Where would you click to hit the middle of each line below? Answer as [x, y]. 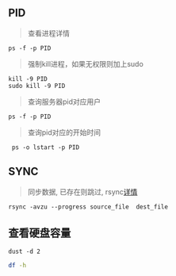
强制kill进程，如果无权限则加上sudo [86, 63]
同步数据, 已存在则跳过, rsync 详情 [82, 192]
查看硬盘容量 [40, 233]
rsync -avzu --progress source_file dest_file [88, 207]
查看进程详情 [48, 33]
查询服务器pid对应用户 [64, 102]
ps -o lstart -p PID [46, 147]
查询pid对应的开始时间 [64, 132]
